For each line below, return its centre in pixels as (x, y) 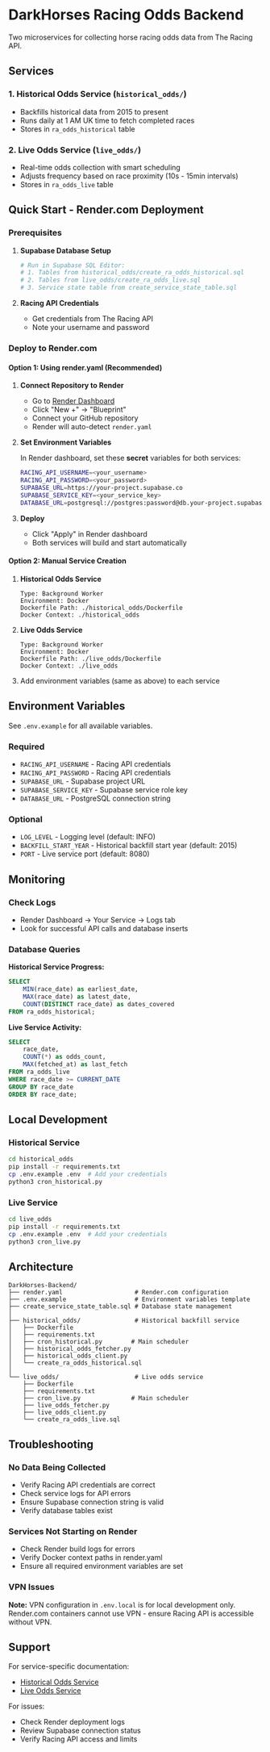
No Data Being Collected (57, 1467)
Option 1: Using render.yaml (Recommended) (85, 367)
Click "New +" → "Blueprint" (79, 410)
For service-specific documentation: (69, 1666)
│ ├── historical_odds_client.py (68, 1356)
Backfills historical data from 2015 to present (94, 111)
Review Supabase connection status (80, 1731)
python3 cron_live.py (45, 1242)
